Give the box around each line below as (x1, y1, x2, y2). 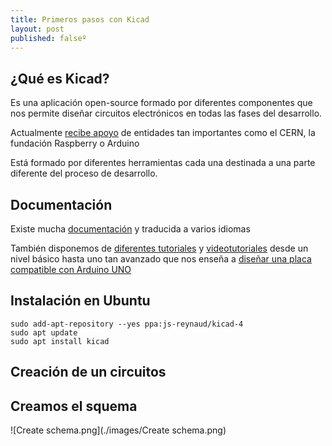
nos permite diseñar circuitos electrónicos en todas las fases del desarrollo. (10, 107, 323, 120)
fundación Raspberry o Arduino (10, 137, 140, 150)
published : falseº (10, 33, 87, 43)
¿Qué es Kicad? (10, 70, 110, 87)
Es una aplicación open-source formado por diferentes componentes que (10, 97, 313, 109)
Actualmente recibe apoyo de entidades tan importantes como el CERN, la (10, 127, 316, 139)
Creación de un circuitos (10, 364, 167, 381)
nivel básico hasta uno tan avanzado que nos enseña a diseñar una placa (10, 253, 312, 265)
